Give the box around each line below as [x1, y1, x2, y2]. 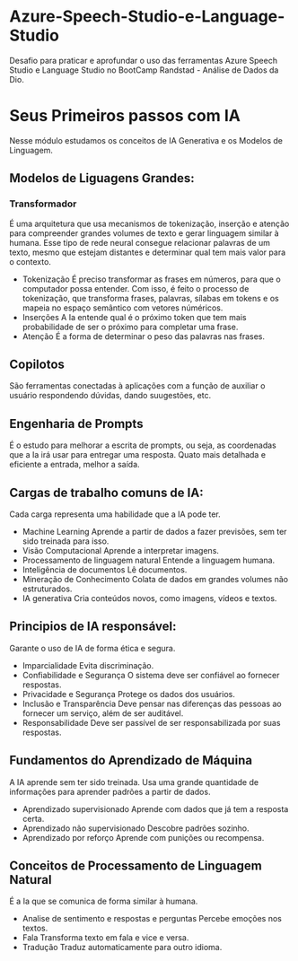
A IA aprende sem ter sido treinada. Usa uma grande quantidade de [9, 776, 259, 787]
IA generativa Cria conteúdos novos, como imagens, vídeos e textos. [22, 593, 277, 603]
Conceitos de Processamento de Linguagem [9, 859, 262, 874]
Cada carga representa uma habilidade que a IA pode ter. [9, 509, 222, 520]
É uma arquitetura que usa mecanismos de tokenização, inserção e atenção [9, 218, 290, 229]
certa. [22, 813, 45, 824]
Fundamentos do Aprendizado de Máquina [9, 753, 253, 768]
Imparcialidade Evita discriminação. [22, 660, 154, 670]
